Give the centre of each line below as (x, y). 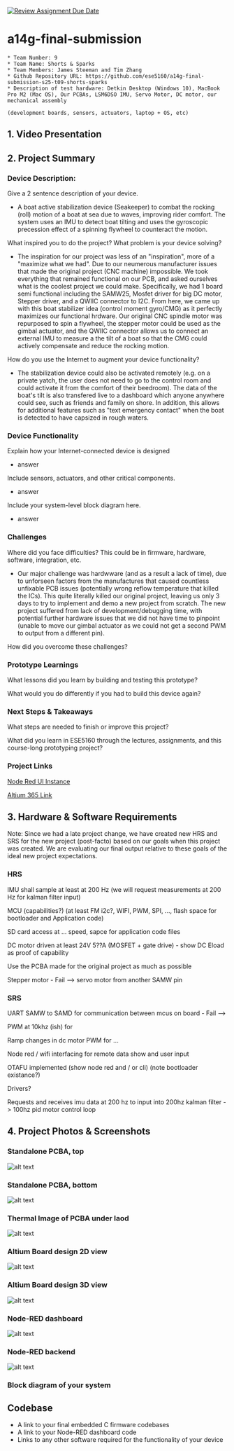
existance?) (24, 1075)
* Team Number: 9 (32, 57)
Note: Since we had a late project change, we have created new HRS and (112, 834)
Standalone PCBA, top (46, 1151)
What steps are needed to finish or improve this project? (88, 727)
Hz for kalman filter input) (44, 897)
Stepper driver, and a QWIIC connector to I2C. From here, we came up (118, 301)
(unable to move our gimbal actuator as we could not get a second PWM (122, 625)
